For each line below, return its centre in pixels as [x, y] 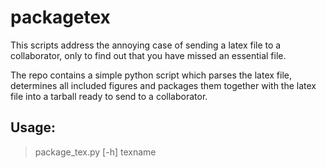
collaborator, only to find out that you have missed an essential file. [148, 55]
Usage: [33, 127]
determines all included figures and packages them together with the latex [163, 85]
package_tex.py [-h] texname [95, 152]
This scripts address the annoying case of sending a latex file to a [146, 45]
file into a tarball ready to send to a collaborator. [109, 96]
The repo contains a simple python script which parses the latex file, [151, 75]
